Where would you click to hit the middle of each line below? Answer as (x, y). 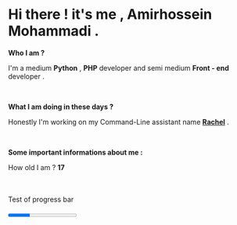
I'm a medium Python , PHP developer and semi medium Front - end (118, 67)
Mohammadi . (54, 31)
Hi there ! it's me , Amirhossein (110, 15)
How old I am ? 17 (36, 167)
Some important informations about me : (75, 152)
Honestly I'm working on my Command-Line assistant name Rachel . (118, 122)
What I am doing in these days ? (61, 107)
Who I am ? (27, 53)
